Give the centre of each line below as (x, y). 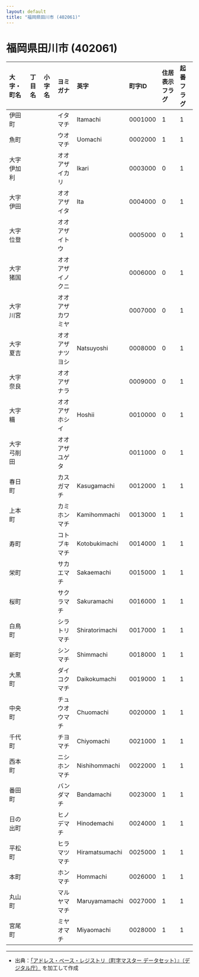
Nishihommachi (98, 766)
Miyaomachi (94, 930)
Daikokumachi (97, 679)
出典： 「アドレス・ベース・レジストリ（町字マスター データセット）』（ (100, 960)
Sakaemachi (94, 573)
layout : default (26, 12)
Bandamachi (94, 795)
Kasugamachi (96, 486)
